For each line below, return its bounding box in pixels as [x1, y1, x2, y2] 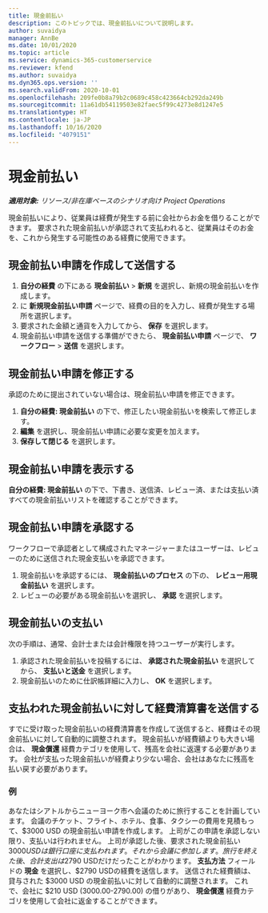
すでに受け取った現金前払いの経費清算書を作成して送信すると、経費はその [8, 724, 254, 734]
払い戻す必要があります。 [8, 764, 92, 774]
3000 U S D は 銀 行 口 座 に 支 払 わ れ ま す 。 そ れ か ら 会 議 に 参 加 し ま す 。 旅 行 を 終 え [8, 846, 258, 855]
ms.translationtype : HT [8, 109, 88, 117]
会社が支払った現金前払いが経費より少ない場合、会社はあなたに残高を [23, 754, 255, 764]
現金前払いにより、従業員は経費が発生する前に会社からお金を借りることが [8, 213, 254, 222]
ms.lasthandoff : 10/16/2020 [8, 123, 102, 131]
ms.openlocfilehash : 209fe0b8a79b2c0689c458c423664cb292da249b [8, 94, 224, 102]
